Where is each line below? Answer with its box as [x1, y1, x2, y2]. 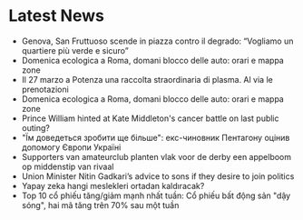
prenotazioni [21, 84, 69, 95]
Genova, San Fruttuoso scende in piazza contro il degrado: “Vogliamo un [21, 35, 294, 46]
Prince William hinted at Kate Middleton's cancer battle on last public [21, 113, 279, 124]
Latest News [8, 5, 105, 26]
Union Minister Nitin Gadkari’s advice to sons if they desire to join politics [21, 170, 295, 182]
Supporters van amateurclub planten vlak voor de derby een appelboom [21, 151, 292, 162]
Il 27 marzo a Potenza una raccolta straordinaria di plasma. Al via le [21, 74, 273, 85]
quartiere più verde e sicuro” [21, 45, 129, 55]
